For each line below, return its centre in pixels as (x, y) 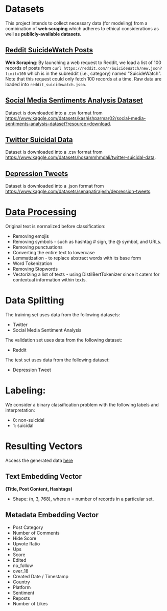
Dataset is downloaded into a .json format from (55, 186)
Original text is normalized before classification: (55, 227)
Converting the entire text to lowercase (54, 253)
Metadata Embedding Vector (52, 515)
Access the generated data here (39, 460)
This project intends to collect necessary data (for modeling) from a (76, 23)
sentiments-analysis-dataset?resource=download (58, 124)
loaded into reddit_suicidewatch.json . (46, 84)
